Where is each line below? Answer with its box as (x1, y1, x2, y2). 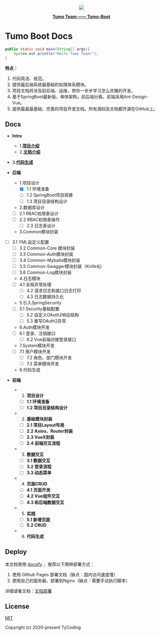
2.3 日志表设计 (26, 222, 56, 228)
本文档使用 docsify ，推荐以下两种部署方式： (5, 561, 95, 567)
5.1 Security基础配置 (19, 306, 60, 312)
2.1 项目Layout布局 (26, 422, 64, 428)
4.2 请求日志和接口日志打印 (26, 288, 81, 294)
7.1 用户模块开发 (19, 349, 51, 354)
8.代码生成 (19, 367, 40, 372)
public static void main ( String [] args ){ (5, 47, 90, 51)
